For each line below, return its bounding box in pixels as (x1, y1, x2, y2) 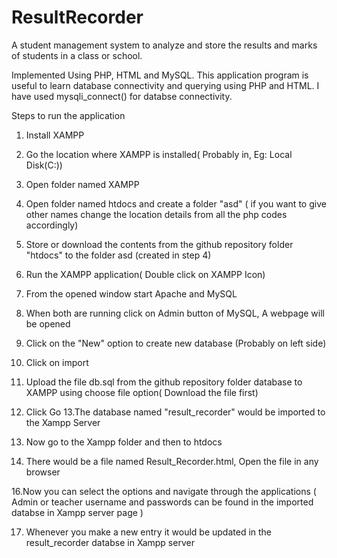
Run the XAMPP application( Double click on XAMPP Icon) (25, 268, 266, 280)
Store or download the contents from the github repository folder (25, 238, 294, 250)
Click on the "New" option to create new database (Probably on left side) (25, 337, 327, 349)
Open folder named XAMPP (25, 178, 140, 190)
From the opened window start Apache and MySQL (25, 287, 238, 300)
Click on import (25, 356, 89, 368)
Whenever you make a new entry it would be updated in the (25, 526, 273, 538)
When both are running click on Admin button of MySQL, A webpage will (25, 307, 325, 319)
